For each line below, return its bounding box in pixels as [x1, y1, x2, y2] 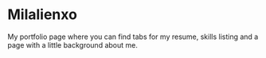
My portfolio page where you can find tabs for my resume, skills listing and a [7, 32, 259, 41]
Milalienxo [7, 6, 77, 24]
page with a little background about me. [7, 40, 139, 49]
